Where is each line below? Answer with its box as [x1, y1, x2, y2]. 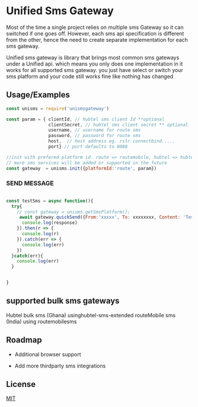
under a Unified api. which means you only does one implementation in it [6, 60, 183, 67]
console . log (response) [21, 220, 78, 226]
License [6, 379, 36, 389]
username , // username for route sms [48, 127, 141, 134]
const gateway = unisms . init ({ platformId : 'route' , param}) [6, 165, 157, 171]
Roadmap [6, 335, 42, 345]
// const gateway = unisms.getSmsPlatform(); [16, 209, 131, 215]
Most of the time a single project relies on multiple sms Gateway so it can [6, 24, 184, 31]
